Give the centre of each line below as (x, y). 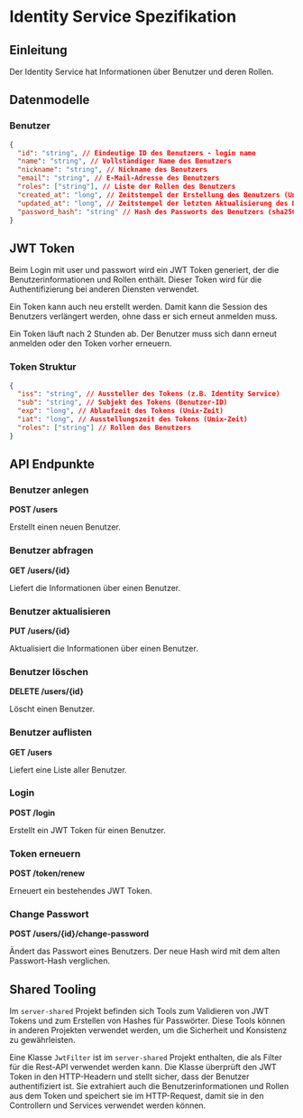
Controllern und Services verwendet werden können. (108, 1105)
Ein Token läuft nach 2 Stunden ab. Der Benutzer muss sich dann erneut (143, 334)
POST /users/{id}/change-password (79, 934)
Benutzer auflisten (51, 732)
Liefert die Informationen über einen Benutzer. (95, 587)
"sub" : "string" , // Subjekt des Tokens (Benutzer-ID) (123, 403)
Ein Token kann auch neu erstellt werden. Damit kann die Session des (138, 307)
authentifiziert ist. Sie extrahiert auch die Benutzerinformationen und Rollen (149, 1086)
